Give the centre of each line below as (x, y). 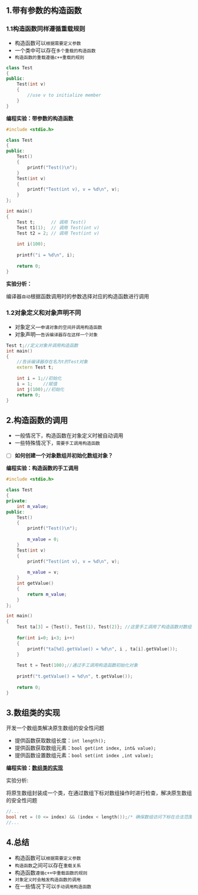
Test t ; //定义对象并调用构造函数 (42, 345)
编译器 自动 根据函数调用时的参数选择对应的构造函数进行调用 (77, 296)
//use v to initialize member (64, 95)
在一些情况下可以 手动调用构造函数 (53, 886)
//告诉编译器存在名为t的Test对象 (52, 362)
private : (17, 501)
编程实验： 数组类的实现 (34, 768)
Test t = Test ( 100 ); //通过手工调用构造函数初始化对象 (77, 665)
